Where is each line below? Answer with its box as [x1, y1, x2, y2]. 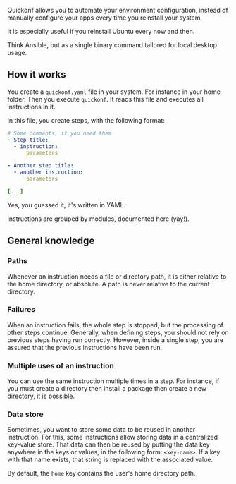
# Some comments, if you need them [7, 130, 112, 137]
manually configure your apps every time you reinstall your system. [7, 13, 203, 22]
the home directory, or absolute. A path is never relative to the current [7, 279, 210, 288]
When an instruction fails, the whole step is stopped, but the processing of [7, 320, 224, 329]
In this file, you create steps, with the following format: [7, 116, 166, 124]
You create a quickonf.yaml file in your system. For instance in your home [7, 87, 221, 96]
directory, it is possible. [7, 392, 75, 401]
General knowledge [7, 235, 95, 247]
